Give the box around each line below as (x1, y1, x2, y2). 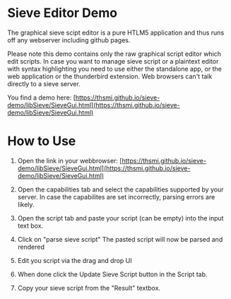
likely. (17, 200, 35, 209)
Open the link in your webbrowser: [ (17, 156, 122, 165)
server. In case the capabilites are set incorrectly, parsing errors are (17, 192, 215, 201)
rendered (17, 242, 45, 251)
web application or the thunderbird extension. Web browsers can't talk (7, 72, 213, 81)
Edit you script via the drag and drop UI (17, 256, 132, 264)
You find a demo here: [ (7, 93, 76, 102)
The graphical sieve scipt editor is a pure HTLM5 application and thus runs (7, 28, 225, 37)
